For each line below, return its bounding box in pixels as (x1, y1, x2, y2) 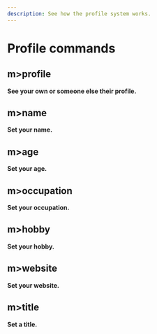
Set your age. (7, 165, 47, 173)
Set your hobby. (7, 242, 54, 251)
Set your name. (7, 125, 53, 134)
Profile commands (7, 40, 116, 56)
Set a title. (7, 320, 38, 328)
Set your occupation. (7, 204, 70, 212)
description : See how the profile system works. (7, 10, 151, 18)
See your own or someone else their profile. (7, 87, 137, 95)
